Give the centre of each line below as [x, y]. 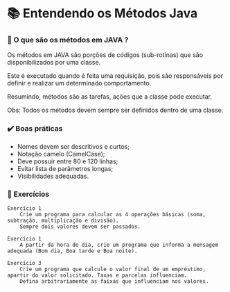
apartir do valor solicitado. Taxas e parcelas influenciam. [97, 275]
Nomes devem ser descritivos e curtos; [73, 146]
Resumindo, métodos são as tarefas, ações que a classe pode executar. [110, 97]
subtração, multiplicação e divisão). [63, 221]
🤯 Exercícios [28, 194]
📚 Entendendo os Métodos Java [103, 14]
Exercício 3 [24, 263]
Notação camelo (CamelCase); [61, 154]
